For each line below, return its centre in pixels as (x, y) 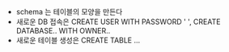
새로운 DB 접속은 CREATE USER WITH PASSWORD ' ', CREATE (118, 22)
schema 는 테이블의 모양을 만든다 (69, 12)
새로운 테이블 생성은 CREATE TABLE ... (78, 40)
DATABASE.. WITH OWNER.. (63, 31)
